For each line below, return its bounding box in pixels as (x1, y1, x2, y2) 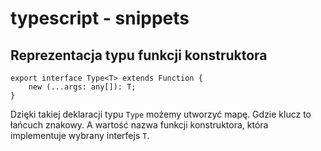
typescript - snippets (10, 7, 190, 30)
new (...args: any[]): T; (28, 82, 137, 92)
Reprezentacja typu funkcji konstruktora (10, 47, 268, 64)
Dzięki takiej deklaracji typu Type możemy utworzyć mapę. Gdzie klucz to (10, 108, 312, 120)
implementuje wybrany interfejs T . (10, 130, 150, 141)
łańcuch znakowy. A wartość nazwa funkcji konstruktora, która (10, 119, 269, 131)
